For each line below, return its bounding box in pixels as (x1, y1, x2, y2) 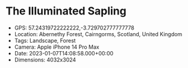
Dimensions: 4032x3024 (14, 56, 77, 63)
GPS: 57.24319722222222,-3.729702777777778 (14, 24, 135, 31)
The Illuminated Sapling (5, 4, 127, 18)
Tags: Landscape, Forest (14, 37, 76, 44)
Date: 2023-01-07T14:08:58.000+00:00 (14, 49, 114, 57)
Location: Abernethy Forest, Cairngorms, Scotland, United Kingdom (14, 30, 183, 37)
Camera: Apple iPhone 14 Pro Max (14, 43, 100, 51)
